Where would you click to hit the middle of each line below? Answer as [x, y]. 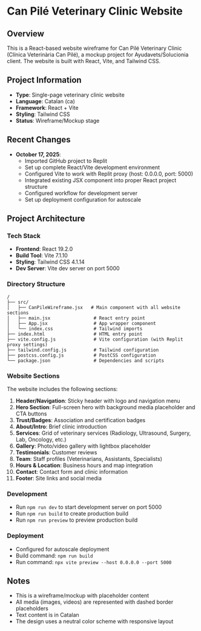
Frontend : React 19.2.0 [44, 249]
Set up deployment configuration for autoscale [83, 199]
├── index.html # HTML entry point [75, 334]
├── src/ [18, 302]
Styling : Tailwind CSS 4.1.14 [50, 262]
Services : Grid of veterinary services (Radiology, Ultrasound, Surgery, [103, 433]
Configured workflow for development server [81, 193]
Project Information [44, 80]
